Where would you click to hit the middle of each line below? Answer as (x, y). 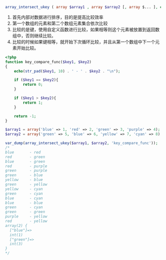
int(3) (16, 244)
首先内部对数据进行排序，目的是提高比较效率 (58, 17)
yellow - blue (24, 180)
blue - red (23, 152)
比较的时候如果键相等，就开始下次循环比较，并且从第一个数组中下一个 (84, 41)
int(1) (16, 235)
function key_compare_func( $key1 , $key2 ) (48, 62)
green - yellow (26, 185)
